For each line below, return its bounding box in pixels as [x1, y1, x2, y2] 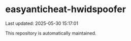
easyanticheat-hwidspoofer [5, 4, 126, 15]
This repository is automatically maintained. [5, 30, 96, 36]
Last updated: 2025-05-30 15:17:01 [5, 20, 79, 26]
